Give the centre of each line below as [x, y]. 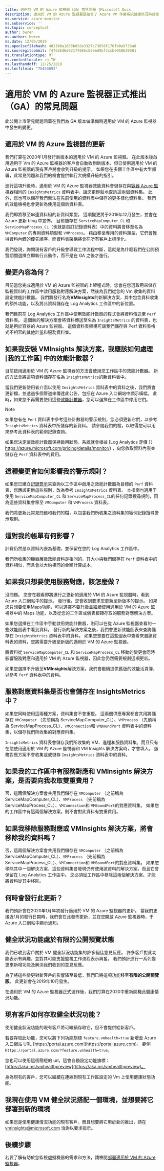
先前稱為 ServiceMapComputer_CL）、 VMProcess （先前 [97, 719]
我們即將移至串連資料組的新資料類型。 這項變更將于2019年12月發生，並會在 [81, 214]
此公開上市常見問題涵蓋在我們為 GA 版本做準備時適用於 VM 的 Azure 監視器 [81, 121]
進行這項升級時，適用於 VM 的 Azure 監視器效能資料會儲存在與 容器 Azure [79, 185]
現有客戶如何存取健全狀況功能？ [53, 1015]
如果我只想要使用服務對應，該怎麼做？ [63, 582]
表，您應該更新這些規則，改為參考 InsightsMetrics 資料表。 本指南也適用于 [81, 490]
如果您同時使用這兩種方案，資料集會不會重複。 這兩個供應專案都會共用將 [78, 713]
